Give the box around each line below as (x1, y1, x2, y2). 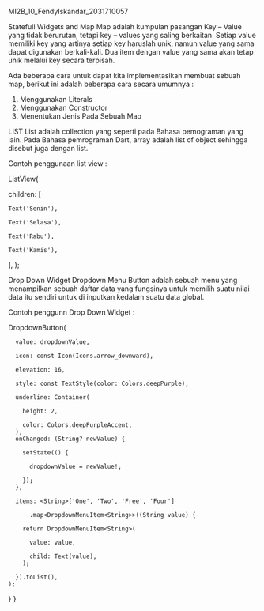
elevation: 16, (15, 366, 66, 374)
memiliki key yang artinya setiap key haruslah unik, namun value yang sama (8, 39, 255, 48)
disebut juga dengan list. (8, 144, 89, 153)
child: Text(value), (28, 553, 97, 560)
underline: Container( (15, 394, 90, 402)
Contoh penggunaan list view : (8, 159, 107, 168)
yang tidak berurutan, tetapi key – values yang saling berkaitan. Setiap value (8, 31, 257, 40)
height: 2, (22, 407, 58, 415)
